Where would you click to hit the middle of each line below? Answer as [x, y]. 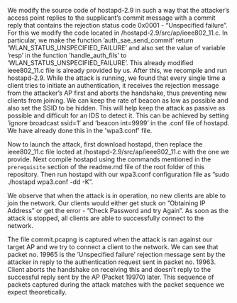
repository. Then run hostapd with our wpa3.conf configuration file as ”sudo [118, 174]
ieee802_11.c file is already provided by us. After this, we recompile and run [117, 70]
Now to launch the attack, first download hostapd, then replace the [105, 144]
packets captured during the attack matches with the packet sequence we [116, 285]
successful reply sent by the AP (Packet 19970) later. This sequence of [111, 277]
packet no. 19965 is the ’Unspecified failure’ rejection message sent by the [116, 255]
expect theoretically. [37, 292]
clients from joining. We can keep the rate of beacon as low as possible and [118, 101]
